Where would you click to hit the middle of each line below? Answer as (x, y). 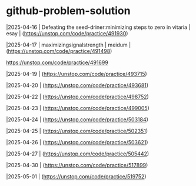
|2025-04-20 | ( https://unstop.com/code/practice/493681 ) (77, 85)
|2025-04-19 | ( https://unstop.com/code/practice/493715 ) (77, 74)
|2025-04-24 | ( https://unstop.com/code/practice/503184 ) (77, 119)
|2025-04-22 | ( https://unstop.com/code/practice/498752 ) (77, 97)
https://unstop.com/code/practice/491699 (57, 62)
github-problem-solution (68, 11)
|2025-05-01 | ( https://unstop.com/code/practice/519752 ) (76, 176)
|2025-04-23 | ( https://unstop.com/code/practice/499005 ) (78, 108)
